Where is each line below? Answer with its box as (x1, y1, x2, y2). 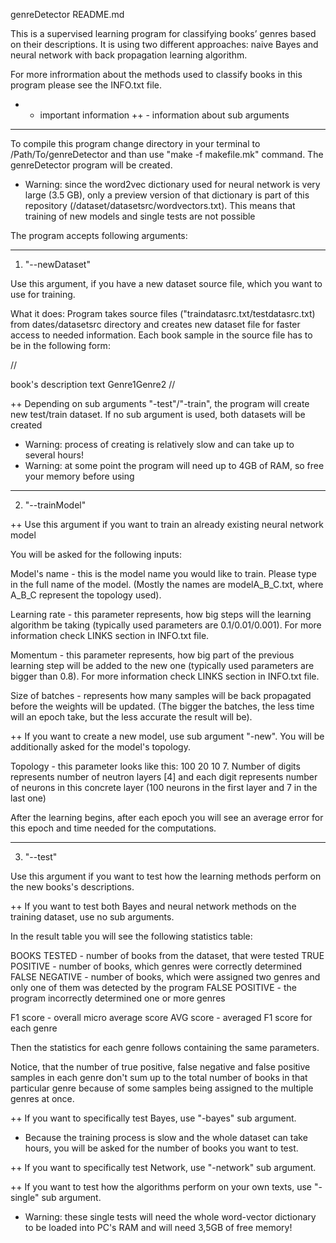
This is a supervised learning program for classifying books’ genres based (10, 28, 317, 39)
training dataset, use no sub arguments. (10, 911, 175, 923)
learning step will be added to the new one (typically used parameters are (10, 660, 315, 671)
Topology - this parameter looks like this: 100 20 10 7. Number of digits (10, 760, 301, 772)
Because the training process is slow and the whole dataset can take (24, 1132, 308, 1143)
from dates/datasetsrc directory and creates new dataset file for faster (10, 319, 301, 330)
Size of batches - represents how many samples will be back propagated (10, 690, 312, 701)
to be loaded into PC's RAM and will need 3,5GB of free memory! (24, 1222, 293, 1233)
